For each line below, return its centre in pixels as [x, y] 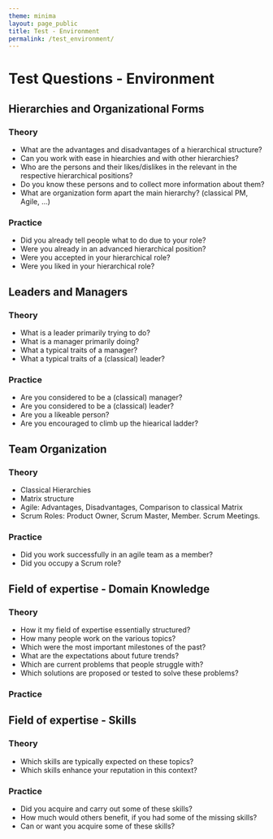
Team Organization [58, 449]
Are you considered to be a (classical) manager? [101, 398]
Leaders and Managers [68, 292]
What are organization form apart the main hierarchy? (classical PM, [134, 193]
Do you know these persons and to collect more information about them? [142, 185]
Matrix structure [47, 499]
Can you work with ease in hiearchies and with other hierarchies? [130, 159]
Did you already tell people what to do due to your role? [113, 240]
